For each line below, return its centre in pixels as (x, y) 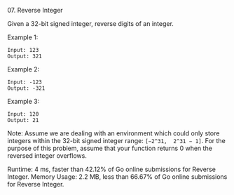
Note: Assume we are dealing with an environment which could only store (113, 133)
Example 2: (23, 69)
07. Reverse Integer (35, 10)
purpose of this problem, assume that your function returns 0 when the (110, 148)
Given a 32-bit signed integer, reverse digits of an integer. (90, 23)
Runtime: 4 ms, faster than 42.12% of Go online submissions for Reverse (111, 169)
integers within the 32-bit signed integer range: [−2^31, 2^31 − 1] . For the (116, 141)
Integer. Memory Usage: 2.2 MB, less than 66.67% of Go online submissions (117, 177)
